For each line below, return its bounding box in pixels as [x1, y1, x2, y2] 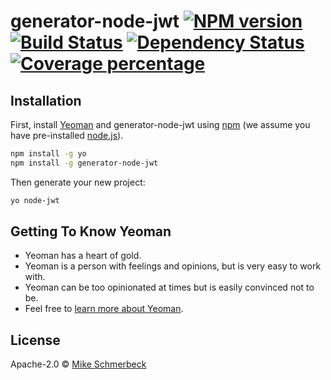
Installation [10, 92, 82, 109]
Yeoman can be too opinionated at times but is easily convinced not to [24, 281, 315, 294]
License [10, 331, 61, 349]
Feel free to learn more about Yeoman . [24, 303, 184, 315]
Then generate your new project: [10, 176, 146, 188]
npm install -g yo [10, 149, 87, 159]
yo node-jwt [10, 195, 60, 205]
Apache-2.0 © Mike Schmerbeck [10, 358, 147, 370]
